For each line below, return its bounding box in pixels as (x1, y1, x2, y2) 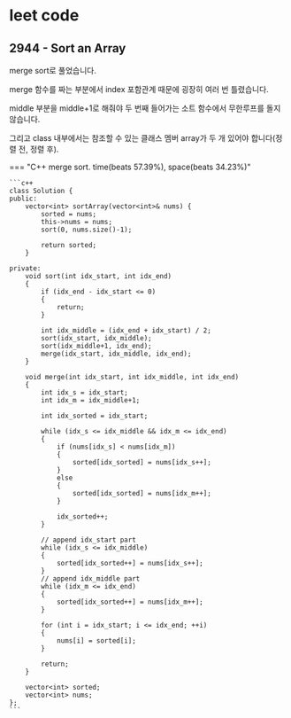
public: (9, 194, 38, 203)
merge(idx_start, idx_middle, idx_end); (41, 349, 192, 358)
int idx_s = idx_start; (41, 388, 128, 397)
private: (9, 264, 42, 273)
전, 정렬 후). (18, 144, 59, 154)
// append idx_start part (41, 535, 137, 544)
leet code (9, 5, 80, 26)
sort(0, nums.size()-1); (41, 225, 133, 234)
